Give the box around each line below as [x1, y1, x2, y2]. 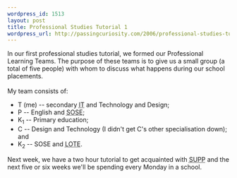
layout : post [7, 17, 46, 24]
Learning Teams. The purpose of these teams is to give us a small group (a [7, 57, 225, 66]
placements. [7, 72, 44, 81]
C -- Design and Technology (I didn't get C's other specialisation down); [17, 125, 228, 133]
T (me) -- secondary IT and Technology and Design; [17, 100, 170, 109]
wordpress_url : [7, 30, 52, 37]
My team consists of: [7, 87, 68, 95]
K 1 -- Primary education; [17, 116, 89, 126]
